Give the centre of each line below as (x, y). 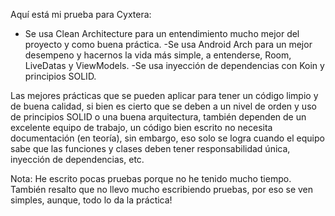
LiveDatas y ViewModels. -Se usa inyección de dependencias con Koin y (174, 65)
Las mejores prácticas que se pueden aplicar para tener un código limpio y (164, 95)
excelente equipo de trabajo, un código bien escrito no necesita (141, 127)
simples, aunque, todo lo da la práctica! (91, 200)
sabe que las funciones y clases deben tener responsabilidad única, (150, 148)
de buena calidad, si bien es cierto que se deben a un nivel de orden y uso (163, 106)
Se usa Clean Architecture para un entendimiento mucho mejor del (162, 33)
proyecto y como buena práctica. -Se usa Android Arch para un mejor (168, 44)
